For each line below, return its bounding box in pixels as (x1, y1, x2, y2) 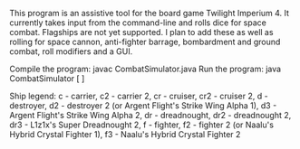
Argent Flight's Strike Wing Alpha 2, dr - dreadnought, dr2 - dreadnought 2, (9, 110, 292, 120)
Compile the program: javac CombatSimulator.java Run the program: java (9, 63, 282, 74)
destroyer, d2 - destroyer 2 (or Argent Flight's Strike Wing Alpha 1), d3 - (9, 100, 277, 111)
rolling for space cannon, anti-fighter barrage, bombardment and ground (9, 36, 281, 47)
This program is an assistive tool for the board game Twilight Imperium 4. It (9, 8, 290, 18)
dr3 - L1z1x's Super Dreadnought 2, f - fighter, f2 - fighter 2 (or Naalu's (9, 119, 275, 130)
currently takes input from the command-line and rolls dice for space (9, 17, 267, 28)
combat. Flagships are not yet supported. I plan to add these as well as (9, 27, 274, 37)
